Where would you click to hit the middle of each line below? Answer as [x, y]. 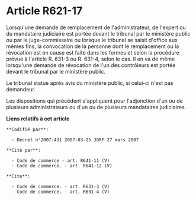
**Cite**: [18, 176]
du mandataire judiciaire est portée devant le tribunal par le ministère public [98, 33]
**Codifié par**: [28, 129]
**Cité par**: [24, 150]
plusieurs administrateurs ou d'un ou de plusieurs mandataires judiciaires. [96, 107]
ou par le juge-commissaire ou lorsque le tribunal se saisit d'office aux [92, 40]
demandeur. [21, 89]
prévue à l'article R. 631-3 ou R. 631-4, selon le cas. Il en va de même [91, 59]
